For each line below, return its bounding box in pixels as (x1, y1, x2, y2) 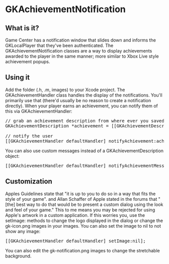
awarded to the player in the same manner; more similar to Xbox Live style (5, 53, 159, 59)
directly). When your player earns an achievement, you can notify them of (5, 103, 158, 109)
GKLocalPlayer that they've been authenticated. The (5, 42, 114, 49)
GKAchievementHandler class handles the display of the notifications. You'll (5, 92, 162, 98)
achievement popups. (5, 59, 50, 64)
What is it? (5, 24, 39, 32)
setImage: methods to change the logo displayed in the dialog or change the (5, 217, 163, 224)
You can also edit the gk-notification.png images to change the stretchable (5, 247, 160, 253)
